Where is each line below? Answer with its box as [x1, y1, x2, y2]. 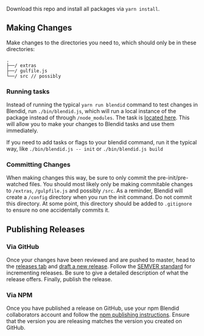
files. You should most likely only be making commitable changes [29, 181, 193, 188]
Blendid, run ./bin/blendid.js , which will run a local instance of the [6, 108, 177, 115]
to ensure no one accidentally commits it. [6, 206, 110, 214]
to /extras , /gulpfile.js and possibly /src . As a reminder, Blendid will [6, 187, 183, 194]
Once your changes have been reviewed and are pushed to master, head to [6, 256, 195, 264]
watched [6, 181, 29, 188]
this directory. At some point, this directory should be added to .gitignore [6, 200, 192, 208]
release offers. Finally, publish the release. [6, 276, 113, 283]
